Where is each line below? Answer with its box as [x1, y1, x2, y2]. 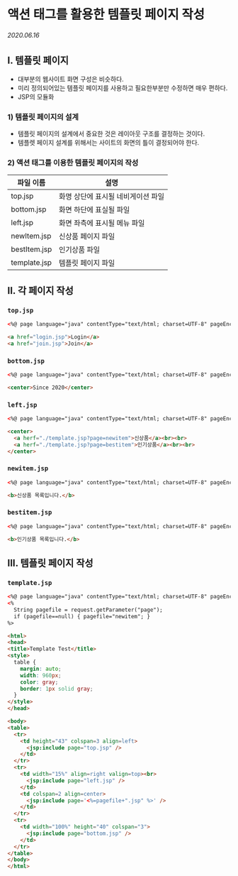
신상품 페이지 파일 [59, 231, 115, 241]
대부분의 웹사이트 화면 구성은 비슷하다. [17, 75, 124, 83]
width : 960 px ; [20, 672, 62, 679]
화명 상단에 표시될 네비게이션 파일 [59, 192, 165, 202]
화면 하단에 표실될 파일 [59, 205, 130, 215]
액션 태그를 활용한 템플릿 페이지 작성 [7, 6, 205, 23]
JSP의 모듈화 [17, 92, 55, 101]
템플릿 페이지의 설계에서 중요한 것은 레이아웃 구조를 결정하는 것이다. [17, 129, 205, 138]
